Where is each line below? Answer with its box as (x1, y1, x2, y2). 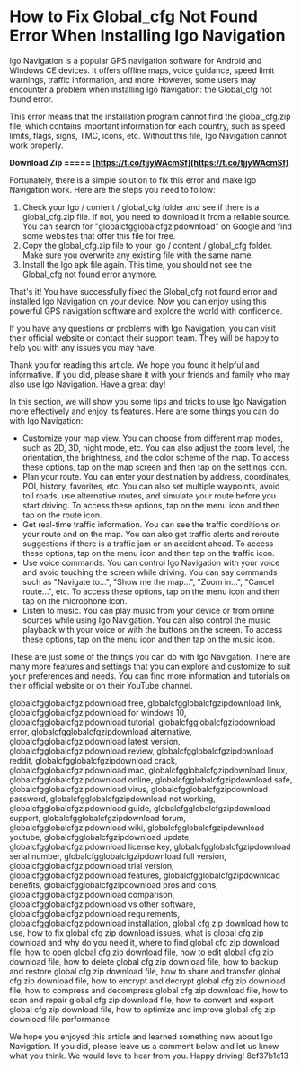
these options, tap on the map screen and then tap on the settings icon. (22, 462, 288, 472)
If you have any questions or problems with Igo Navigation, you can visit (9, 323, 277, 334)
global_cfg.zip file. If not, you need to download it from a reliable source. (22, 211, 291, 222)
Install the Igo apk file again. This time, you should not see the (22, 259, 252, 270)
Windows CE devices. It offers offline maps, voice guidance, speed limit (9, 65, 275, 76)
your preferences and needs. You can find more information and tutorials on (9, 670, 291, 681)
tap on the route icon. (22, 509, 102, 520)
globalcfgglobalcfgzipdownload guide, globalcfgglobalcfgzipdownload (9, 802, 271, 813)
